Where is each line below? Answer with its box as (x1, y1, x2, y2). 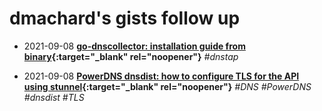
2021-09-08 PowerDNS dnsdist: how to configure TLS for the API (23, 70, 300, 82)
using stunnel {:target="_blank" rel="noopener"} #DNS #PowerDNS (23, 80, 312, 92)
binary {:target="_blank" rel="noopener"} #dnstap (23, 50, 239, 62)
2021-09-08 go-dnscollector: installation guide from (23, 40, 246, 52)
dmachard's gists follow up (9, 7, 241, 30)
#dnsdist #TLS (23, 91, 85, 103)
